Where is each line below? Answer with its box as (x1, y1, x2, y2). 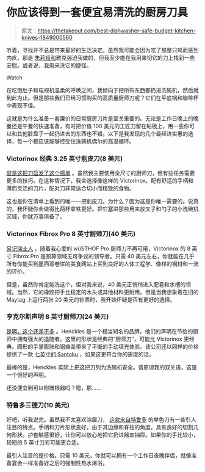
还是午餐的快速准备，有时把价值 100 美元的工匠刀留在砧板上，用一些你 (11, 122, 190, 129)
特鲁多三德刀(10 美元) (6, 401, 70, 409)
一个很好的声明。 (6, 371, 49, 379)
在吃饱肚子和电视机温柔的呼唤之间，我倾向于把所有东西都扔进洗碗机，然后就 (6, 86, 199, 93)
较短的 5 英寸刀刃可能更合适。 (6, 439, 82, 446)
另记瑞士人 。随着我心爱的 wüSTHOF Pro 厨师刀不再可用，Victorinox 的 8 (6, 245, 191, 252)
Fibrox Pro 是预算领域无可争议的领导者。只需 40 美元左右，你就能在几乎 (13, 252, 195, 260)
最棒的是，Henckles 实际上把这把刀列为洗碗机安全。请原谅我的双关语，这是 (6, 363, 197, 371)
